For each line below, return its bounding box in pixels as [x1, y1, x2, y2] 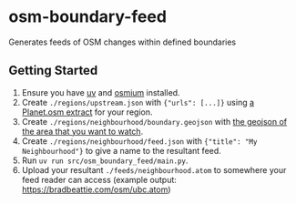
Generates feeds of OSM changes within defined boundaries [8, 36, 237, 47]
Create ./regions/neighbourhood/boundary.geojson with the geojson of [21, 116, 288, 127]
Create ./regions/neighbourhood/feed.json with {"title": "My [21, 135, 258, 147]
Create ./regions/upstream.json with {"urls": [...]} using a [21, 97, 255, 107]
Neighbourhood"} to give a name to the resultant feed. [21, 145, 222, 156]
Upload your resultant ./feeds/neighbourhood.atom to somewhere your [21, 164, 287, 175]
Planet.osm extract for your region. [21, 107, 153, 117]
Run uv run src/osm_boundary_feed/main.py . [21, 155, 189, 166]
